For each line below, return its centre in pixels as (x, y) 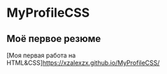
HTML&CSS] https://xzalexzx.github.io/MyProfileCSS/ (83, 63)
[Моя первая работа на (41, 55)
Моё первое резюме (54, 39)
